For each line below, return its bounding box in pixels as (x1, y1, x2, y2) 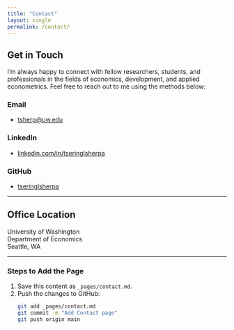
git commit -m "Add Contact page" (17, 310, 118, 317)
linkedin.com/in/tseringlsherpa (17, 149, 105, 157)
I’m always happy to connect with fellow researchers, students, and (7, 68, 201, 76)
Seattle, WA (7, 242, 41, 250)
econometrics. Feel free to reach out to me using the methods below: (7, 82, 205, 91)
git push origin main (17, 315, 80, 323)
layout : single (7, 17, 52, 24)
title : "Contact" (7, 10, 58, 17)
